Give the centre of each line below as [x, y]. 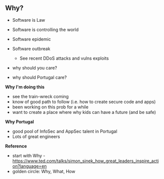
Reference [16, 146]
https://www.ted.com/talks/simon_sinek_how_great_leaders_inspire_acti [85, 161]
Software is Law [29, 20]
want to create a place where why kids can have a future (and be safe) [84, 112]
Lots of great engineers [36, 136]
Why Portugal [20, 122]
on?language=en [29, 166]
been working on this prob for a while [50, 107]
